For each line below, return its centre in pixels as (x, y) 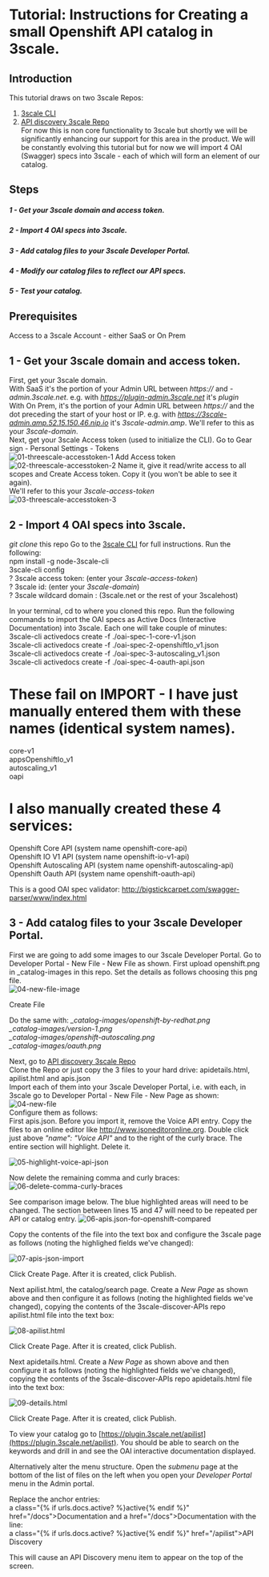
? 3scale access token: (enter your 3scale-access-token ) (104, 578)
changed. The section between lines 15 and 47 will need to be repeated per (133, 1210)
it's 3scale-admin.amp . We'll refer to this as (182, 423)
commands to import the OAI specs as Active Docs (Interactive (113, 619)
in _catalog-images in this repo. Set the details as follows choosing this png (133, 972)
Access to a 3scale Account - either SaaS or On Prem (98, 335)
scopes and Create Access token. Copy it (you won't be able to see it (123, 474)
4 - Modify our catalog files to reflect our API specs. (98, 271)
